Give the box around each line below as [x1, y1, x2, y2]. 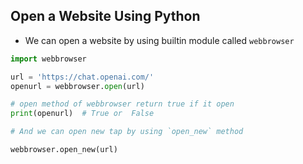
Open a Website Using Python [10, 8, 201, 25]
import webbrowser [10, 54, 87, 64]
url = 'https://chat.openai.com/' [10, 72, 155, 82]
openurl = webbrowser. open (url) [10, 81, 145, 91]
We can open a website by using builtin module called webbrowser [24, 34, 295, 46]
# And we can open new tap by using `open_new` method [10, 127, 244, 137]
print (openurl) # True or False [10, 109, 155, 119]
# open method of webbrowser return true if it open [10, 99, 235, 109]
